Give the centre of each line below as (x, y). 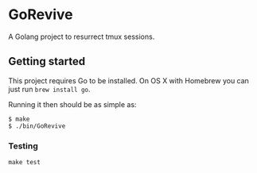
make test (25, 163)
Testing (23, 146)
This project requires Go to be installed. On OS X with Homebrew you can (128, 80)
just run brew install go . (49, 89)
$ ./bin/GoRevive (37, 126)
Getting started (47, 62)
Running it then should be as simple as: (72, 104)
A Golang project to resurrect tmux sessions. (82, 37)
